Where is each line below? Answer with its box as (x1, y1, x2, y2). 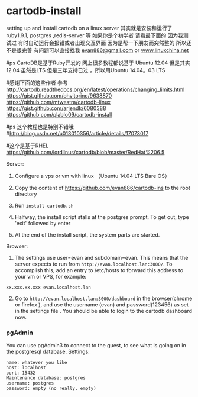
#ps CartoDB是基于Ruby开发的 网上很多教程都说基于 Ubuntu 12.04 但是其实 (6, 59, 190, 66)
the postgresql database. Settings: (6, 348, 90, 356)
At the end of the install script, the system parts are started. (14, 231, 160, 238)
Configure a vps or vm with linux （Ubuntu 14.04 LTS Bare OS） (14, 172, 170, 179)
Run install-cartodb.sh (14, 202, 74, 209)
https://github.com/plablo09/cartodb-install (6, 111, 112, 118)
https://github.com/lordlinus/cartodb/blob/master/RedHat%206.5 (6, 149, 165, 156)
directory (14, 191, 37, 198)
